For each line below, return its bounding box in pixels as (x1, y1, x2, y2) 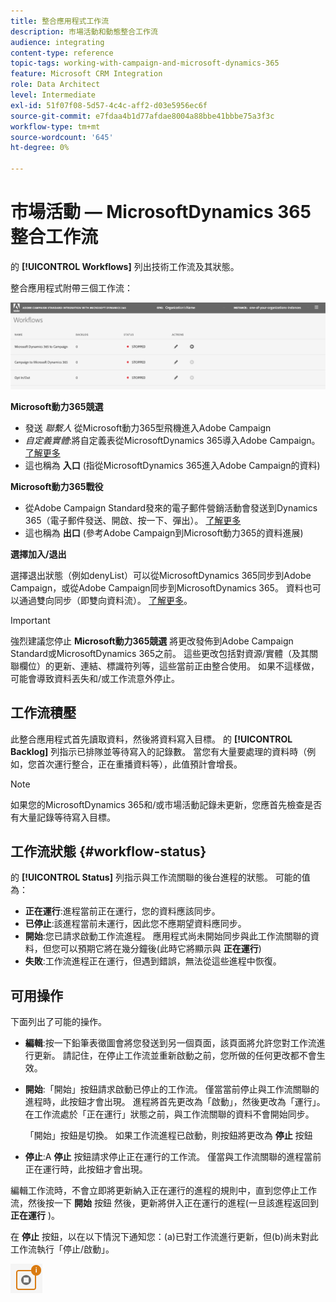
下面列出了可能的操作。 (10, 1016, 107, 1028)
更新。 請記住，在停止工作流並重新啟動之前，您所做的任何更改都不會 (33, 1050, 317, 1062)
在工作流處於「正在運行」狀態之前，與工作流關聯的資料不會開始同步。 (24, 1108, 315, 1120)
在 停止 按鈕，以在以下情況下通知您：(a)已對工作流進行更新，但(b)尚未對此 (10, 1231, 319, 1243)
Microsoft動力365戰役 (10, 480, 104, 492)
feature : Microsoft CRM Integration (10, 69, 163, 79)
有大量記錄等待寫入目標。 (10, 811, 116, 823)
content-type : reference (10, 48, 114, 58)
